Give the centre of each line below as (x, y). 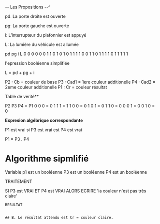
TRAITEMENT (19, 181)
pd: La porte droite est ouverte (36, 16)
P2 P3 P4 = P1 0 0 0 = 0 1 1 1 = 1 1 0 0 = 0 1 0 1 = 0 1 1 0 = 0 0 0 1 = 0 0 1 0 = (80, 106)
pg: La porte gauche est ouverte (37, 26)
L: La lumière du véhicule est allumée (42, 45)
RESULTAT (14, 205)
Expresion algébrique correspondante (44, 120)
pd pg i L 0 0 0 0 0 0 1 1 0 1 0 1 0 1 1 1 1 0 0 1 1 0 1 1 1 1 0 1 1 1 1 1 (66, 54)
